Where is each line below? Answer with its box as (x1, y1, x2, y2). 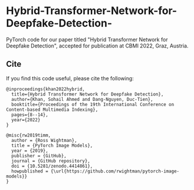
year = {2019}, (11, 148, 49, 154)
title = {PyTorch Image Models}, (11, 142, 93, 148)
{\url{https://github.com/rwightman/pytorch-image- (50, 168, 180, 174)
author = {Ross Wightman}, (11, 137, 77, 143)
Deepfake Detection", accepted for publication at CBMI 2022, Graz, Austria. (6, 42, 189, 49)
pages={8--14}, (11, 111, 49, 118)
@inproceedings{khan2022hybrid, (6, 86, 85, 92)
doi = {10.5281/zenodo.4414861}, (11, 163, 93, 169)
